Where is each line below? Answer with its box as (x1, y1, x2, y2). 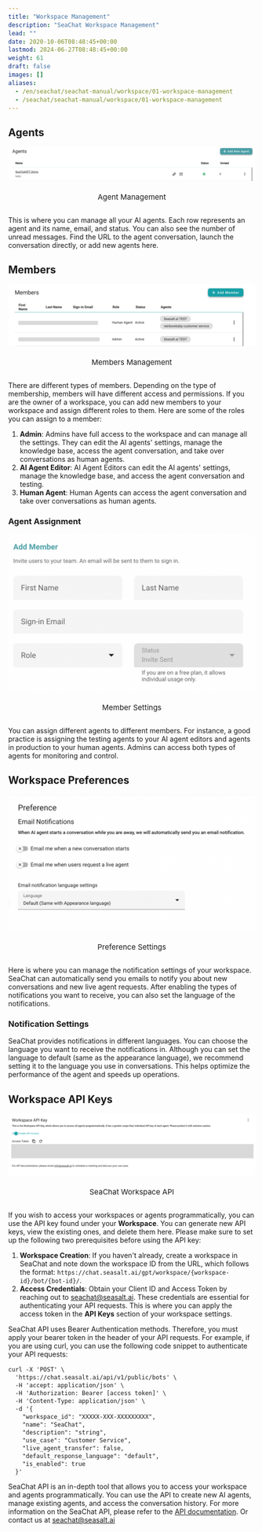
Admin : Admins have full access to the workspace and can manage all (19, 430, 248, 439)
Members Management (91, 357, 173, 367)
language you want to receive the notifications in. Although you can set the (8, 1045, 251, 1054)
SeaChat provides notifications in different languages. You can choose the (8, 1036, 249, 1046)
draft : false (8, 63, 51, 71)
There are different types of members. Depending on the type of (8, 381, 217, 390)
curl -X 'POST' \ (8, 1366, 65, 1374)
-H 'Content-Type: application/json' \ (15, 1397, 146, 1405)
